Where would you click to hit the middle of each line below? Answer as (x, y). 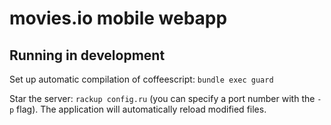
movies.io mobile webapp (118, 18)
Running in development (87, 55)
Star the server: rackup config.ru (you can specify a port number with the (162, 98)
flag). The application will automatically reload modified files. (141, 109)
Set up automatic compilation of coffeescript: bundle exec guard (141, 79)
